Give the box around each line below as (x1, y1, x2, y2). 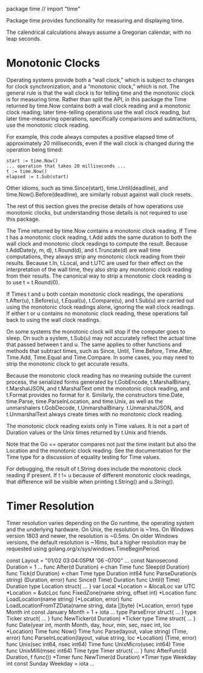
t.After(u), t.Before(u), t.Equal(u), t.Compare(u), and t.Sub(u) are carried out (6, 296, 195, 304)
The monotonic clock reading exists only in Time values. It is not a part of (6, 422, 190, 429)
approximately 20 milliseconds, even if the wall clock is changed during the (6, 139, 195, 147)
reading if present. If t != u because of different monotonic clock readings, (6, 471, 191, 478)
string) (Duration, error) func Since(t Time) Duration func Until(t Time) (6, 576, 181, 583)
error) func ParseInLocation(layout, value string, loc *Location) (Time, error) (6, 634, 197, 641)
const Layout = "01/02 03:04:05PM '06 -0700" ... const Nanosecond (6, 557, 178, 564)
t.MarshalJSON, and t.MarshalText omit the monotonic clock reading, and (6, 384, 190, 392)
